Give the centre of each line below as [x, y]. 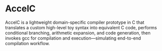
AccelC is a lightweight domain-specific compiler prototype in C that [75, 22]
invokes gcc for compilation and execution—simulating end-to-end [73, 38]
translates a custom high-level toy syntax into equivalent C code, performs [81, 27]
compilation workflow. [28, 43]
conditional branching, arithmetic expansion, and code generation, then [78, 33]
